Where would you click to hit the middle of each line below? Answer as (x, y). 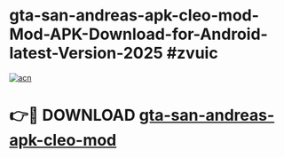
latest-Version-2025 (87, 53)
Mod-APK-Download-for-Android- (138, 34)
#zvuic (193, 53)
